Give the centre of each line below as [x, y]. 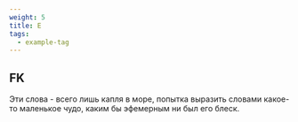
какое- [277, 99]
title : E [25, 26]
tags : [19, 34]
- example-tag [43, 42]
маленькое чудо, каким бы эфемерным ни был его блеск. [129, 109]
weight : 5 [28, 17]
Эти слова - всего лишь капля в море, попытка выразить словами [136, 99]
